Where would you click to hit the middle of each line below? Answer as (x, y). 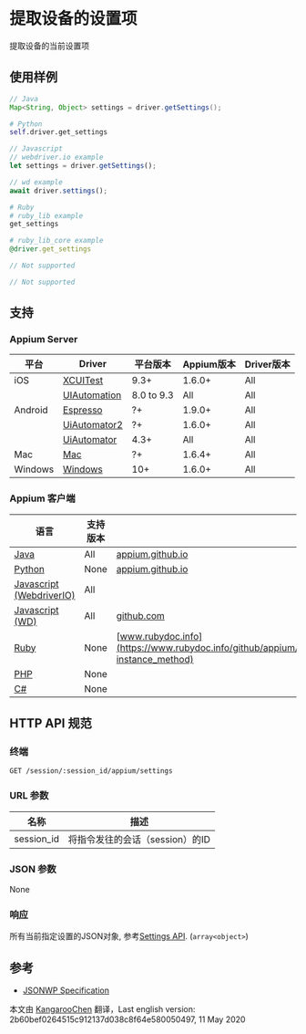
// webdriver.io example (56, 157)
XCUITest (83, 381)
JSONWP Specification (66, 990)
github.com (141, 615)
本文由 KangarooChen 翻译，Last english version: (102, 1009)
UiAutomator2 (92, 425)
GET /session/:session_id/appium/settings (91, 771)
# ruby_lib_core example (56, 241)
